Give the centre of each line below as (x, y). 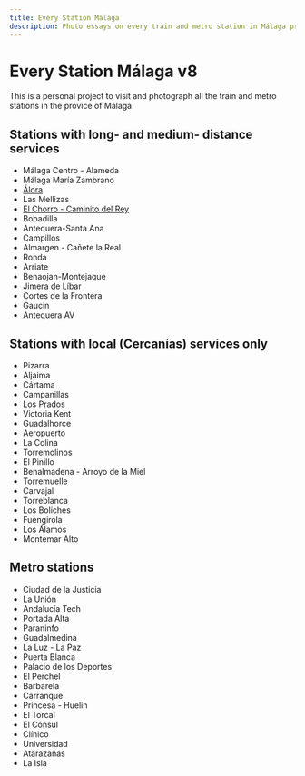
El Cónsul (40, 724)
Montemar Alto (50, 539)
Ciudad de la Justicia (62, 589)
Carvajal (38, 491)
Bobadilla (40, 219)
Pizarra (36, 366)
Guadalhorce (47, 424)
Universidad (45, 743)
